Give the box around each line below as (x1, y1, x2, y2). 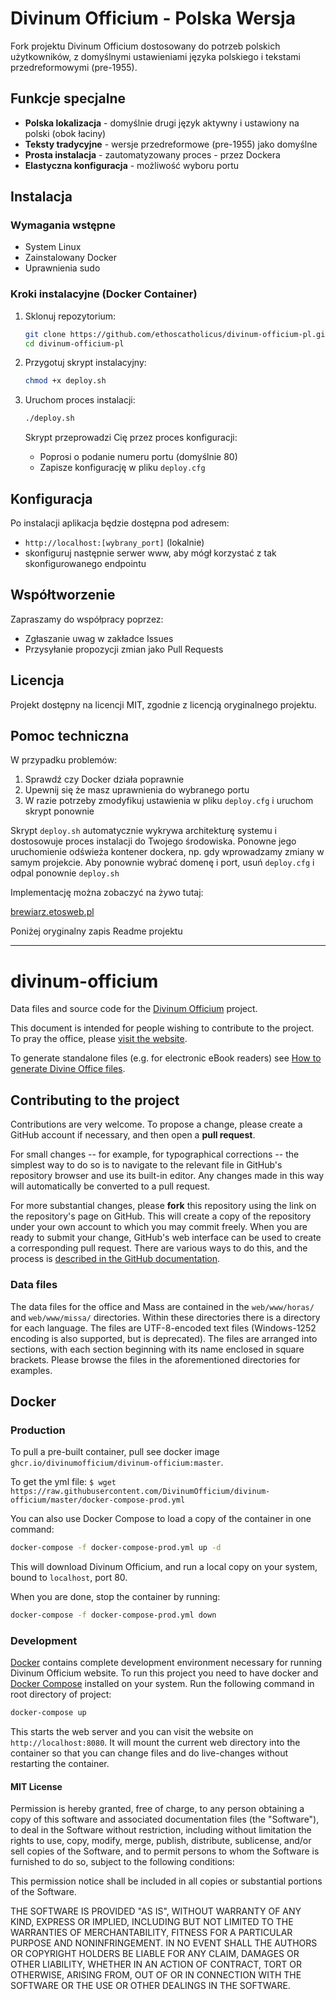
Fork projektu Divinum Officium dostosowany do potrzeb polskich (10, 40, 281, 52)
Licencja (10, 672, 65, 689)
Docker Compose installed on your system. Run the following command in (10, 1678, 315, 1690)
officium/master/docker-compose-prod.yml (10, 1495, 186, 1506)
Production (10, 1423, 66, 1437)
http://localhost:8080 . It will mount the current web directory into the (10, 1737, 301, 1749)
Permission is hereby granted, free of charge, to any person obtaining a (10, 1803, 305, 1815)
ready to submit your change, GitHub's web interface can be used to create (10, 1232, 322, 1244)
